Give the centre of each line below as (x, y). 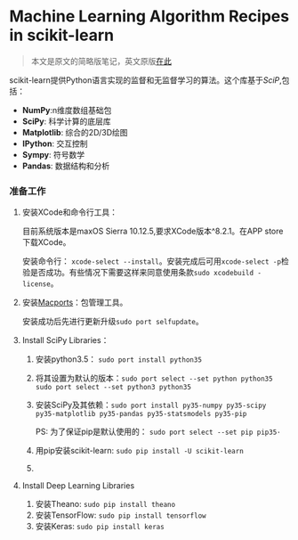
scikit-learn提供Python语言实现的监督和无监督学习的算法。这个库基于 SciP (145, 80)
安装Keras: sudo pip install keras (100, 527)
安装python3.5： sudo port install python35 (119, 359)
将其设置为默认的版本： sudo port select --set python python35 (154, 378)
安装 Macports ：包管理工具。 (75, 303)
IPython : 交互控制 (55, 143)
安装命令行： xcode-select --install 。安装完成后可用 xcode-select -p (152, 261)
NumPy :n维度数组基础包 (67, 110)
